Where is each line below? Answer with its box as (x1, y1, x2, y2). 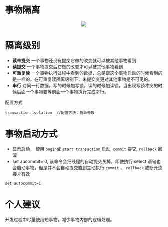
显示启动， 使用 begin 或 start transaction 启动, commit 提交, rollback (12, 146, 157, 152)
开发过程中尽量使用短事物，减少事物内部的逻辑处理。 (5, 216, 115, 222)
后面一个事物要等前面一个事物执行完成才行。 (16, 88, 109, 95)
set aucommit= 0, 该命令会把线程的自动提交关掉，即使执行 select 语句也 (12, 158, 161, 164)
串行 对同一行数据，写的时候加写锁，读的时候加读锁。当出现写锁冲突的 (12, 82, 158, 88)
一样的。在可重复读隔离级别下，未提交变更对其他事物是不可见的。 (16, 76, 153, 82)
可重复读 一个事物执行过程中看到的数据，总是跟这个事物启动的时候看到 (12, 70, 158, 76)
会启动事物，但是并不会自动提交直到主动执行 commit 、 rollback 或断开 (12, 164, 158, 170)
